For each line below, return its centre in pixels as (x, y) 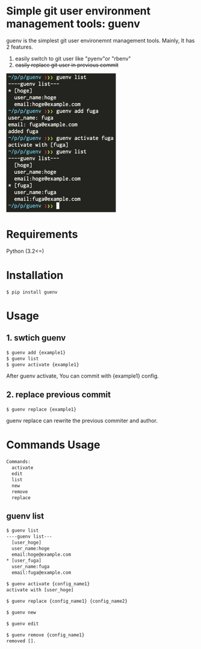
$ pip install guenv (32, 292)
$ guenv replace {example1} (42, 409)
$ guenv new (21, 613)
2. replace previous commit (59, 395)
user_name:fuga (31, 567)
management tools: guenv (73, 24)
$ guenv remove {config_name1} (45, 635)
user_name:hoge (31, 549)
